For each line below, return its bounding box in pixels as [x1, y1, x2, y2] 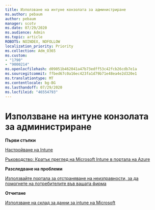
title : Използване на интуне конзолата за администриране [5, 7, 126, 12]
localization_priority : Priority [5, 44, 74, 49]
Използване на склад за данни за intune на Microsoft [5, 200, 116, 206]
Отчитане [5, 190, 26, 196]
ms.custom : [5, 53, 27, 58]
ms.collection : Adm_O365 [5, 48, 56, 53]
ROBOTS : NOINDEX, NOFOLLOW [5, 39, 60, 44]
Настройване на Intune [5, 147, 53, 153]
